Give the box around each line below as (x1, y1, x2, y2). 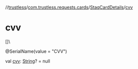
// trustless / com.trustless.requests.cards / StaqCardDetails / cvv (5, 5, 133, 10)
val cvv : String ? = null (5, 58, 51, 64)
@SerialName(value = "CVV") (5, 48, 67, 54)
